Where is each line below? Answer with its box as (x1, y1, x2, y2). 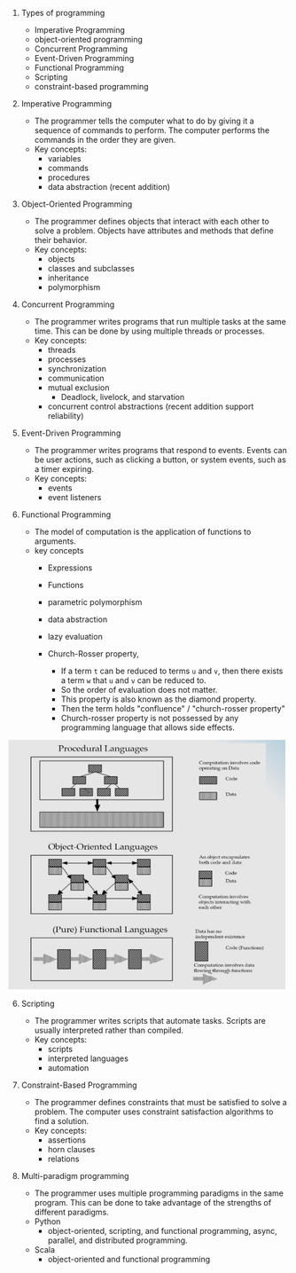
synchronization (47, 364, 107, 373)
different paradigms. (34, 1206, 110, 1217)
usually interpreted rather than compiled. (34, 1025, 183, 1035)
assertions (47, 1135, 86, 1145)
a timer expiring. (34, 464, 95, 474)
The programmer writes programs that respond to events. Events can (34, 445, 287, 455)
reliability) (47, 411, 84, 420)
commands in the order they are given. (34, 135, 176, 145)
